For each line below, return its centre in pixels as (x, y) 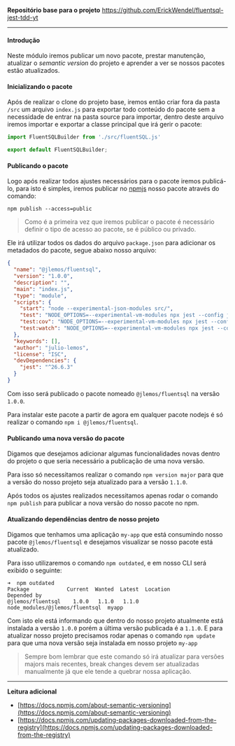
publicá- (214, 181)
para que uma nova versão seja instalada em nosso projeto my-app (102, 643)
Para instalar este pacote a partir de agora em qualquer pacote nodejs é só (115, 414)
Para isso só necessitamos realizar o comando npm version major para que (115, 474)
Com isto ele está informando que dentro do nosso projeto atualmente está (115, 621)
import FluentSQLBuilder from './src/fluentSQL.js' (84, 137)
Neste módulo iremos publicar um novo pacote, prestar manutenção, (107, 56)
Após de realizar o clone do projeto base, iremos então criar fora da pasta (114, 102)
